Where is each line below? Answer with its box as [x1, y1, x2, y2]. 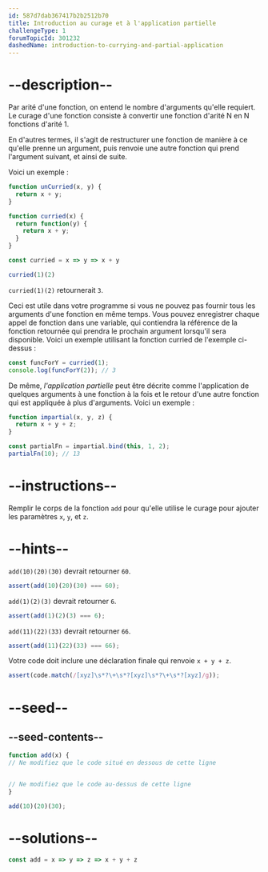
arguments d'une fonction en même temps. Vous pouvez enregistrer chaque [8, 309, 260, 318]
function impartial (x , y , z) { [8, 413, 113, 421]
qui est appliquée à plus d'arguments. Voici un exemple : [8, 398, 194, 407]
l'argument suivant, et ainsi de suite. [8, 152, 128, 162]
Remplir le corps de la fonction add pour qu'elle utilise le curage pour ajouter [8, 503, 260, 513]
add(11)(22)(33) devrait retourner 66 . [8, 626, 131, 636]
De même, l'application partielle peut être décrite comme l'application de [8, 381, 250, 390]
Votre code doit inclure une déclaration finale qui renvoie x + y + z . [8, 656, 232, 666]
